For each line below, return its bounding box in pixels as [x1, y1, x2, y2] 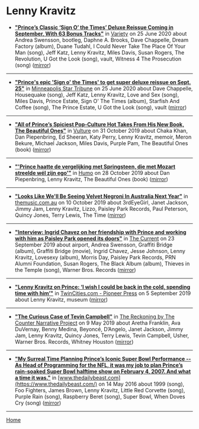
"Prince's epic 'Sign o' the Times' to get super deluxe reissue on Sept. [14, 78, 191, 85]
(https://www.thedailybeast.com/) [14, 380, 98, 388]
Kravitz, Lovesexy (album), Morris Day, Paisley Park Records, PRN [14, 254, 176, 261]
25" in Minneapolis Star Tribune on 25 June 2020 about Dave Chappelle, [14, 85, 193, 92]
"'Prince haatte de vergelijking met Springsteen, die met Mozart [14, 163, 176, 170]
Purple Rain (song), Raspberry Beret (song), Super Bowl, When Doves [14, 393, 185, 400]
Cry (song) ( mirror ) [14, 399, 62, 406]
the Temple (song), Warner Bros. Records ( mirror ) [14, 266, 136, 273]
